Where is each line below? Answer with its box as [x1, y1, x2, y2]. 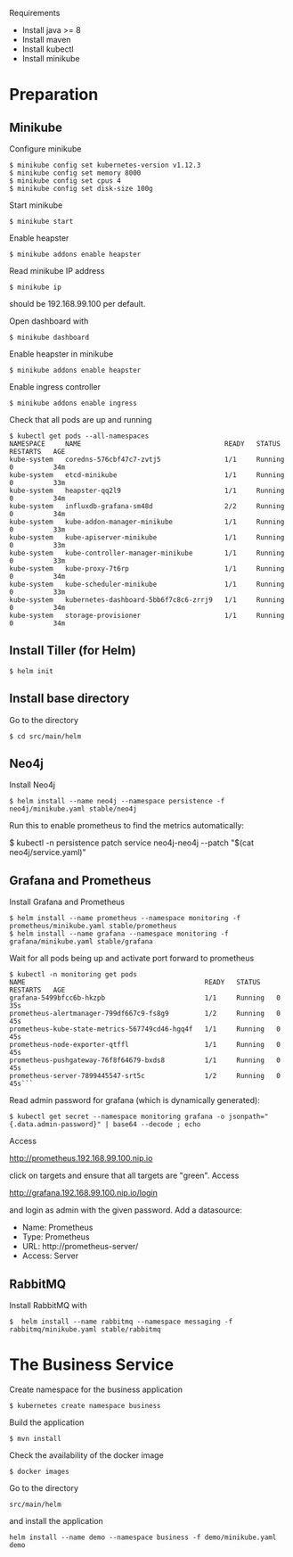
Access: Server [21, 1250, 79, 1261]
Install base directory [9, 691, 130, 706]
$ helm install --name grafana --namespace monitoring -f [9, 929, 229, 939]
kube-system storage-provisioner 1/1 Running [9, 611, 285, 620]
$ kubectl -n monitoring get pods [9, 970, 138, 979]
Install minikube [21, 54, 80, 63]
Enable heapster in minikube [9, 349, 114, 359]
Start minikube [9, 200, 63, 210]
